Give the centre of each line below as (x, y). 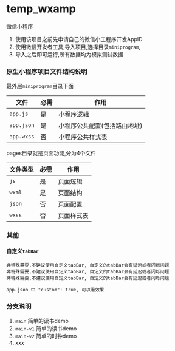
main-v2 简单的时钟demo (46, 336)
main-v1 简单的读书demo (46, 328)
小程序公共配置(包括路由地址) (101, 126)
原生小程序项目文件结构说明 (47, 72)
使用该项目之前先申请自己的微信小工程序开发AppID (79, 39)
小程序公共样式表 (83, 137)
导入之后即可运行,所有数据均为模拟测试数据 (69, 54)
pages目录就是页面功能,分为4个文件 (51, 153)
